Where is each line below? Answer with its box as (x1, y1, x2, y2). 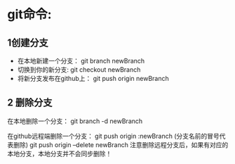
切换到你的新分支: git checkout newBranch (17, 65, 141, 74)
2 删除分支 (7, 96, 53, 109)
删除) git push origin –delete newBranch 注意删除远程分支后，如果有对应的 (13, 140, 229, 149)
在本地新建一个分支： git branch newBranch (17, 57, 145, 65)
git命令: (7, 6, 52, 23)
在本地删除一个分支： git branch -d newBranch (7, 117, 143, 125)
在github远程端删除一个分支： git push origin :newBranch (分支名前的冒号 (7, 132, 220, 140)
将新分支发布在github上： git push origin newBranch (17, 75, 170, 82)
